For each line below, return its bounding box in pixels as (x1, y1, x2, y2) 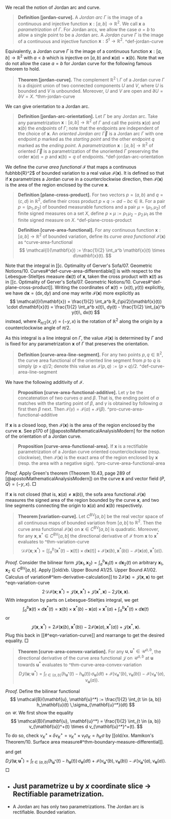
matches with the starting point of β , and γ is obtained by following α (17, 400, 163, 406)
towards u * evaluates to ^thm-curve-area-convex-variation (17, 661, 142, 668)
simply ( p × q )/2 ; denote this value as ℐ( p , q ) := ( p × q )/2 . (17, 363, 139, 369)
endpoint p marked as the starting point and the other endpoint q (17, 136, 155, 142)
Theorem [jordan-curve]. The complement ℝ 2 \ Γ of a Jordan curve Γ (17, 75, 165, 83)
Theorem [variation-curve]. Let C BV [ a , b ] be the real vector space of (17, 512, 164, 519)
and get (5, 749, 21, 755)
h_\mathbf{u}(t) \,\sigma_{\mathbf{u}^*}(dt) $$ (36, 702, 135, 708)
